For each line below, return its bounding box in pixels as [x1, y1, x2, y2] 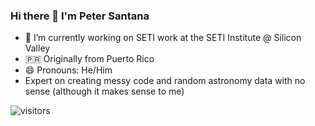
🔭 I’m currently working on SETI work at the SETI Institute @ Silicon [24, 32, 302, 44]
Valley [24, 42, 51, 54]
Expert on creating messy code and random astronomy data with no [24, 75, 306, 87]
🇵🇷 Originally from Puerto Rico [24, 53, 155, 65]
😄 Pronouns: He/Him [24, 64, 113, 76]
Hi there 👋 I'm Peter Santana [10, 9, 150, 23]
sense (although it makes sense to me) [24, 85, 185, 98]
